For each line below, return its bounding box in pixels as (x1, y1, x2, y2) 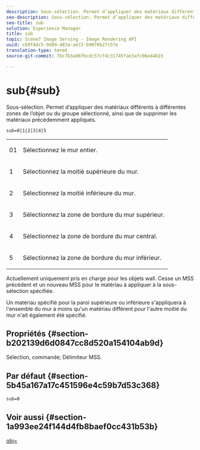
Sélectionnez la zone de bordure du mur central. (23, 232, 158, 240)
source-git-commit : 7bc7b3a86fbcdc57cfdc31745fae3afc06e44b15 (6, 53, 164, 59)
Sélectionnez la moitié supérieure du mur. (23, 167, 139, 175)
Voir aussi (6, 412, 44, 422)
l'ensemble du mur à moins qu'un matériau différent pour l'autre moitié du (6, 305, 187, 312)
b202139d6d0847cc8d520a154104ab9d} (6, 338, 164, 348)
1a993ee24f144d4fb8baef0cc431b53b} (6, 421, 158, 432)
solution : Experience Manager (6, 25, 82, 32)
